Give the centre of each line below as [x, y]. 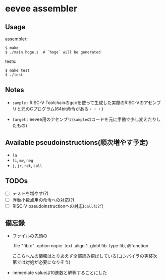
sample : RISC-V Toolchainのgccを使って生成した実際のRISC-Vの [78, 103]
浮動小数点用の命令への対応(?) [43, 200]
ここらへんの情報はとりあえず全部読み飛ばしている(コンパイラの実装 [83, 256]
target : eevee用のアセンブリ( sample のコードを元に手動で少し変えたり [84, 119]
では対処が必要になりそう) [44, 262]
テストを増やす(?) [30, 193]
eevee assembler [41, 9]
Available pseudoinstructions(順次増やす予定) [77, 142]
